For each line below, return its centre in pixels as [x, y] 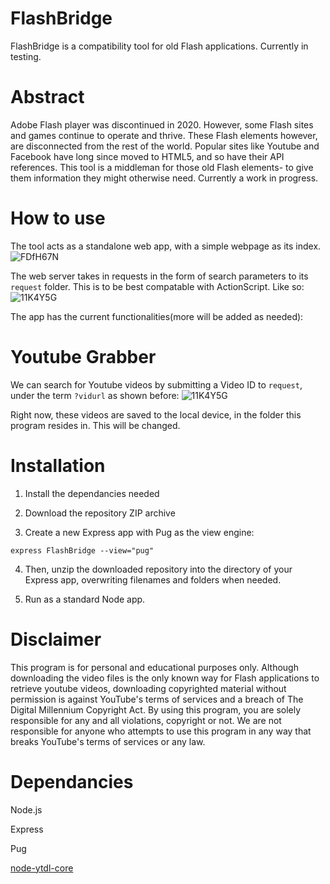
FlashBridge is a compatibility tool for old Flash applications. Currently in [159, 46]
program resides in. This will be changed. [95, 425]
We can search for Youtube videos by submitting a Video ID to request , [156, 384]
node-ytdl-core [42, 868]
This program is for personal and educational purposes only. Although [154, 667]
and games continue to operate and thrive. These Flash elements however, [164, 135]
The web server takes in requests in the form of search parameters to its [159, 276]
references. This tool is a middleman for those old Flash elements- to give [162, 167]
